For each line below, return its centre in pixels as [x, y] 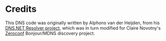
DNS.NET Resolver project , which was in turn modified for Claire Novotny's [83, 28]
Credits [21, 9]
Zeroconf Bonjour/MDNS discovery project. [50, 33]
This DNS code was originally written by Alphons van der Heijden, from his [82, 23]
